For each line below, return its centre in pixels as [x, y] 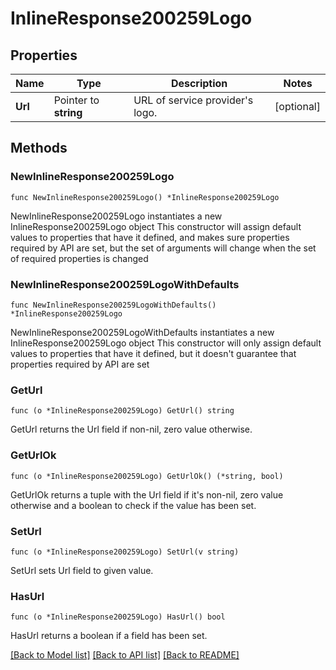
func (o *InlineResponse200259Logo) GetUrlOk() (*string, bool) [147, 476]
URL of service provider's [193, 100]
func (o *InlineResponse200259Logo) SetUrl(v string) [125, 552]
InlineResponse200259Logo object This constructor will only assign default [166, 343]
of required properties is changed [79, 258]
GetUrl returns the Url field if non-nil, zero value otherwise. [131, 429]
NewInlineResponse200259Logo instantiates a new [116, 216]
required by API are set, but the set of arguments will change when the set [163, 248]
